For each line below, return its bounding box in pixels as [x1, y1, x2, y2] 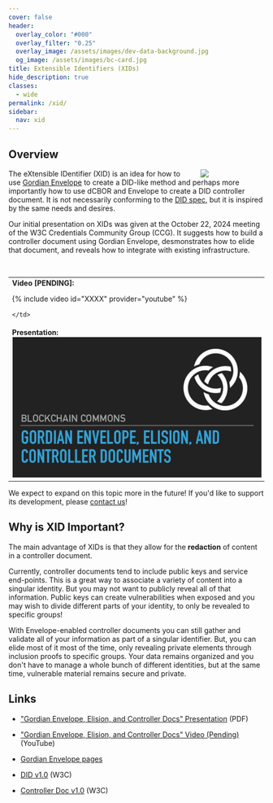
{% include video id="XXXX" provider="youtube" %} [11, 294, 188, 303]
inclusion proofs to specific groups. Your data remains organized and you [8, 651, 254, 661]
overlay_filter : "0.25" [15, 39, 96, 47]
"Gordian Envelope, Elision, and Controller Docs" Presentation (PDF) [19, 714, 249, 723]
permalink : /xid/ [8, 98, 67, 107]
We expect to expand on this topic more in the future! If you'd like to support [8, 488, 264, 498]
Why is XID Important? [8, 521, 125, 535]
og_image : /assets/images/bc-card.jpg [15, 56, 148, 64]
